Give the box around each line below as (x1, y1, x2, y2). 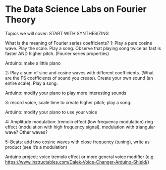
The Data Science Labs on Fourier (5, 3, 147, 15)
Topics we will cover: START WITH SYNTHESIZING (5, 30, 109, 36)
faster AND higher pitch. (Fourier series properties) (5, 51, 110, 57)
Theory (5, 14, 36, 25)
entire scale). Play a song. (5, 80, 58, 86)
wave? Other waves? (5, 129, 48, 135)
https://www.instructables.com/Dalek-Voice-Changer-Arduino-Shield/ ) (5, 159, 150, 165)
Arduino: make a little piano (5, 60, 61, 66)
